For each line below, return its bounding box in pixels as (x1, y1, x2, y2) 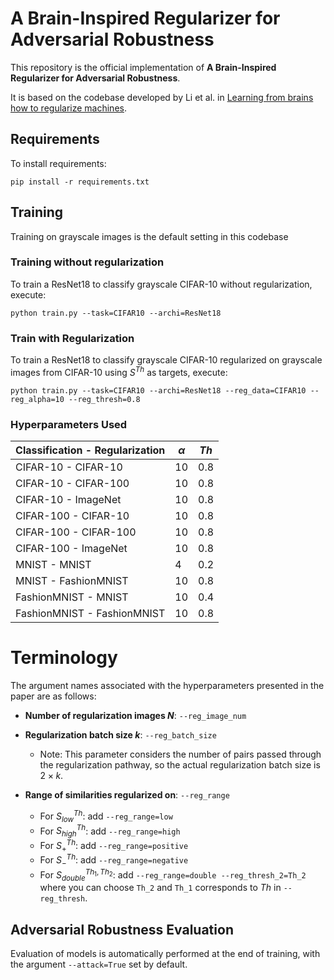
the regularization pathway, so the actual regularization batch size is (39, 759, 321, 771)
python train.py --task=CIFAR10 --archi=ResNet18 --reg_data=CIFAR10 (10, 385, 307, 396)
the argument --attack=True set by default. (10, 958, 188, 971)
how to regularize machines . (10, 102, 127, 114)
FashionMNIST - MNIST (15, 590, 129, 604)
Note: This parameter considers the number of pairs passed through (39, 748, 322, 761)
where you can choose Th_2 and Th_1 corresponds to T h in (39, 882, 282, 894)
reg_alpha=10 (10, 394, 65, 404)
